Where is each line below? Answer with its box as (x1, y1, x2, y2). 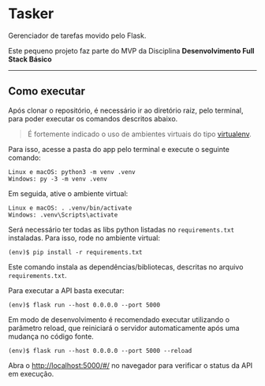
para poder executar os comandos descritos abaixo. (8, 113, 178, 123)
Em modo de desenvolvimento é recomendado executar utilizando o (8, 314, 230, 324)
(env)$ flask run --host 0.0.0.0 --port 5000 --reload (8, 347, 192, 354)
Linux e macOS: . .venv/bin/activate (8, 204, 132, 212)
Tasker (8, 5, 54, 23)
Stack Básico (8, 54, 53, 64)
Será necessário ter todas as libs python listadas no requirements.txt (8, 225, 235, 234)
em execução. (8, 369, 54, 378)
